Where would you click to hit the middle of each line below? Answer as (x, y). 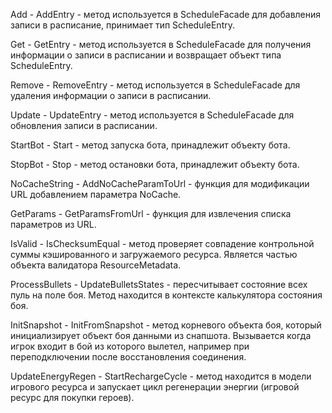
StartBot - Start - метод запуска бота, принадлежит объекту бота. (150, 145)
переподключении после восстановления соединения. (128, 357)
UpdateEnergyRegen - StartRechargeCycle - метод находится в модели (161, 376)
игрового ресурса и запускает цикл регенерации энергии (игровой (155, 387)
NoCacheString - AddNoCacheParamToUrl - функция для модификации (160, 183)
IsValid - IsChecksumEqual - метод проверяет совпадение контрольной (162, 243)
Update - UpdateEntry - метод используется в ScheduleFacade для (152, 115)
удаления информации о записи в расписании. (111, 95)
